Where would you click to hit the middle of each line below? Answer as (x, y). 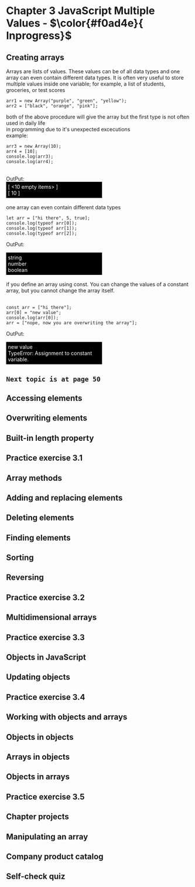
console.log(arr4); (30, 162)
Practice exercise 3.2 (45, 597)
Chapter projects (37, 817)
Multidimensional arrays (52, 618)
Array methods (34, 478)
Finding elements (39, 538)
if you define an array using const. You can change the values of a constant (97, 284)
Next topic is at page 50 (53, 379)
